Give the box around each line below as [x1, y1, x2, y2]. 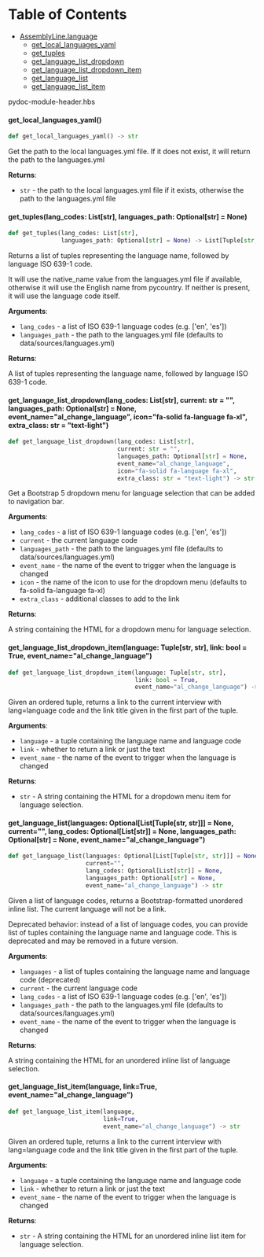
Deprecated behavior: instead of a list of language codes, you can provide [8, 919, 248, 929]
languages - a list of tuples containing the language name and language [19, 966, 250, 976]
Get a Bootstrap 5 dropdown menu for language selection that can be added [8, 488, 255, 498]
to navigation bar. [8, 497, 64, 507]
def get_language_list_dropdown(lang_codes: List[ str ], [8, 438, 195, 446]
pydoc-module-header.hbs [8, 97, 96, 106]
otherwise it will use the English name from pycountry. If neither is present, [8, 282, 251, 292]
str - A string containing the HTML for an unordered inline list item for [19, 1231, 246, 1240]
